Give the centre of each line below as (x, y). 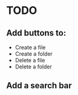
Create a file (30, 47)
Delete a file (30, 60)
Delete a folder (34, 67)
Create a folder (34, 54)
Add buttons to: (36, 33)
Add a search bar (39, 86)
